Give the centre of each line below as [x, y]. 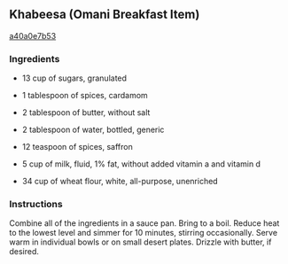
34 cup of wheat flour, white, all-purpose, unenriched [120, 182]
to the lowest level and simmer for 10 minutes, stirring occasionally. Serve [143, 233]
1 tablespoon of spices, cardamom [85, 96]
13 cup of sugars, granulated [74, 78]
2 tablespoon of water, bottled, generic [93, 130]
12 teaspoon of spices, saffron [77, 147]
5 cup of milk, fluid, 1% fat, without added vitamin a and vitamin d [141, 164]
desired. [24, 252]
